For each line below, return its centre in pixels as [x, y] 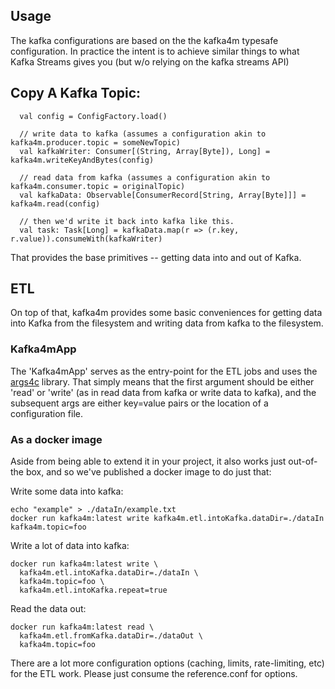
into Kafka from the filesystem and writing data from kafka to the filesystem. [167, 323]
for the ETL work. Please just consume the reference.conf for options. [154, 674]
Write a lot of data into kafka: [70, 546]
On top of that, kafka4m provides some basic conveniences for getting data [166, 313]
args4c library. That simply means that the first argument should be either [162, 381]
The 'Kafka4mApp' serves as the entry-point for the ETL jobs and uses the [164, 371]
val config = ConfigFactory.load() [93, 116]
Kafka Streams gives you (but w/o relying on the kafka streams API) [150, 61]
